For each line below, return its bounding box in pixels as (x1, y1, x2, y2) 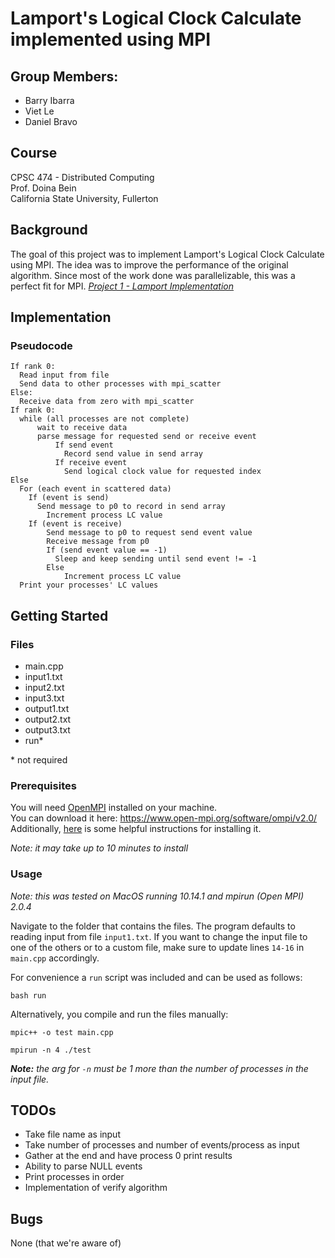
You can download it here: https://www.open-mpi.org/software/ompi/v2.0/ (10, 812, 318, 824)
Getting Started (10, 607, 109, 624)
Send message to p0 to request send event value (46, 528, 253, 538)
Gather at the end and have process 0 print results (24, 1150, 233, 1162)
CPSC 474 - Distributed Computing (10, 171, 155, 183)
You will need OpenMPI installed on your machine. (10, 802, 218, 814)
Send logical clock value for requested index (63, 467, 262, 477)
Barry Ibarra (24, 95, 75, 106)
